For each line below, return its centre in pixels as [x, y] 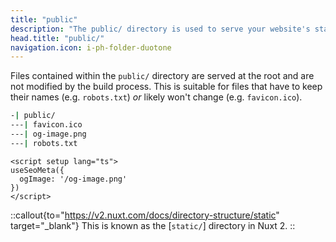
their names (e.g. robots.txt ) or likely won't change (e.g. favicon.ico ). [156, 97]
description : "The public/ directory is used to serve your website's [160, 29]
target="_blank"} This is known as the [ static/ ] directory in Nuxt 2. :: [153, 225]
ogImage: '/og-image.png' [73, 179]
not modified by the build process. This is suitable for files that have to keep [166, 87]
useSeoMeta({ [37, 170]
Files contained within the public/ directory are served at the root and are [162, 76]
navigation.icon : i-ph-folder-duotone [91, 47]
